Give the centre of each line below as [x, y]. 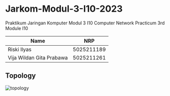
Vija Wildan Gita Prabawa [38, 57]
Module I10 [17, 28]
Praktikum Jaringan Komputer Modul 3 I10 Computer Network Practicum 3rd [85, 23]
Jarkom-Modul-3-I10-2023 [64, 9]
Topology [21, 76]
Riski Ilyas [20, 49]
